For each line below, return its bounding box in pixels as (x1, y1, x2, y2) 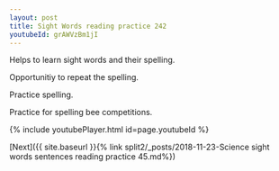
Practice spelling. (9, 89, 74, 100)
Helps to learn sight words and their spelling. (9, 55, 175, 66)
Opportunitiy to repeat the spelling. (9, 72, 139, 83)
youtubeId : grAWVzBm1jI (9, 30, 99, 39)
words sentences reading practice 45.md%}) (9, 151, 176, 162)
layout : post (9, 13, 58, 22)
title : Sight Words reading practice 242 (9, 22, 167, 31)
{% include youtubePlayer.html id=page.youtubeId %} (9, 124, 210, 135)
